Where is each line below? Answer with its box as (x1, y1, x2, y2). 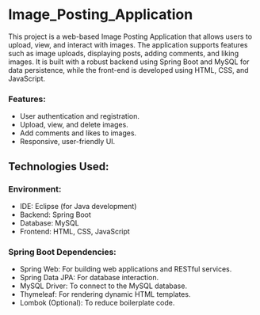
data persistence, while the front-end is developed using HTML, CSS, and (8, 65, 249, 74)
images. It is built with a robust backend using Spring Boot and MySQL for (8, 57, 250, 66)
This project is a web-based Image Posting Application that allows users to (8, 32, 252, 41)
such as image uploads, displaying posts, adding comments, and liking (8, 48, 239, 58)
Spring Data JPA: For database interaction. (19, 273, 159, 283)
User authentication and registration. (19, 112, 140, 121)
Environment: (8, 184, 62, 195)
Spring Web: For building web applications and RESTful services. (19, 264, 232, 274)
